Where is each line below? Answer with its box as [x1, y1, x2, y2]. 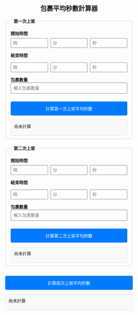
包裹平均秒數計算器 [40, 5, 98, 12]
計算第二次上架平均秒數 [45, 233, 93, 238]
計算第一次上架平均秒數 [45, 106, 93, 112]
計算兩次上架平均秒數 [48, 280, 90, 286]
